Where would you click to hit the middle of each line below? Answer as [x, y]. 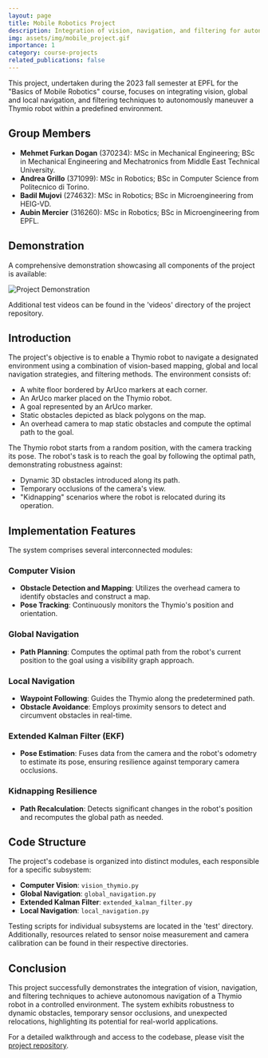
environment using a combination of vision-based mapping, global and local [133, 366]
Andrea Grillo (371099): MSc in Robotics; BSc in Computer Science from [139, 178]
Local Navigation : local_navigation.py [84, 911]
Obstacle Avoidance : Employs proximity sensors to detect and [123, 707]
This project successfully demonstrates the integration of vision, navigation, [133, 988]
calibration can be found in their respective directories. [99, 943]
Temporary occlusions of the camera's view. [93, 489]
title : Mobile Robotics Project [62, 23]
